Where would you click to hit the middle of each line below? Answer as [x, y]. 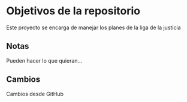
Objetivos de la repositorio [73, 11]
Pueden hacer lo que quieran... [44, 60]
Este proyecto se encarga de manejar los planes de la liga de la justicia [93, 27]
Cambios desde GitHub [35, 94]
